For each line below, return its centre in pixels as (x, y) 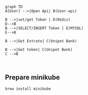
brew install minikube (28, 89)
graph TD (14, 7)
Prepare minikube (32, 78)
